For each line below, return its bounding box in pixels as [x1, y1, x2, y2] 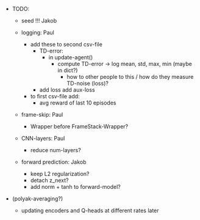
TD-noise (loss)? [66, 79, 109, 87]
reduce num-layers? [30, 147, 81, 153]
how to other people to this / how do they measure [66, 73, 194, 80]
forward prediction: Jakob [21, 158, 87, 166]
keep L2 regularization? [30, 170, 90, 177]
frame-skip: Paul [21, 111, 63, 118]
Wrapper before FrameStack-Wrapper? [30, 123, 129, 130]
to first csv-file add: [30, 93, 80, 100]
